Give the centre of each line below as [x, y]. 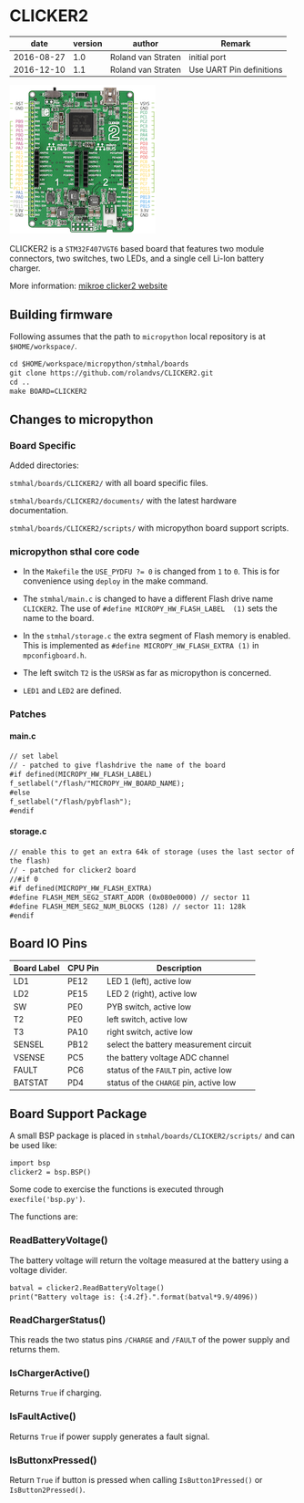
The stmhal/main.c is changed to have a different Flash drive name [148, 599]
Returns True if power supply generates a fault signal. [110, 1436]
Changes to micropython [81, 419]
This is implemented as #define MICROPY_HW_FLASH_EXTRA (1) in [141, 646]
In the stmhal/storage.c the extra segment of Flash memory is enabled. [157, 636]
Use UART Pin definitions [236, 69]
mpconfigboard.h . [55, 655]
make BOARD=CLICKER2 [49, 392]
